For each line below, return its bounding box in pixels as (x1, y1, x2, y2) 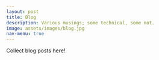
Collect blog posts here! (6, 47, 66, 54)
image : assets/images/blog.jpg (6, 25, 85, 31)
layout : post (6, 8, 39, 15)
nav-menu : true (6, 31, 45, 37)
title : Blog (6, 14, 36, 20)
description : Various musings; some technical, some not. (6, 20, 155, 26)
